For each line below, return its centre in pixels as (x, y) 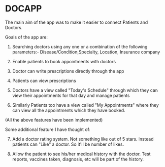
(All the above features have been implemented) (54, 120)
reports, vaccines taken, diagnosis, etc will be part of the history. (78, 159)
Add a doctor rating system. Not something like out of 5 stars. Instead (83, 139)
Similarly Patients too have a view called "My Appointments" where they (85, 105)
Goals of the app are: (27, 37)
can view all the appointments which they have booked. (69, 110)
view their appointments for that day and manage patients (71, 95)
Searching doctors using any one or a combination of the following (80, 46)
